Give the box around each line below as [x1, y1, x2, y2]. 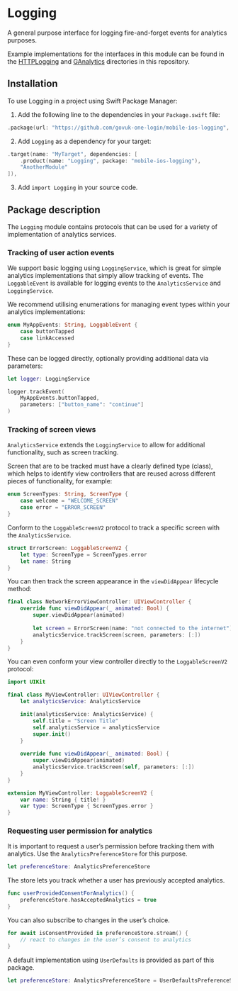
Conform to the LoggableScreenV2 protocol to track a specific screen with [7, 523, 220, 532]
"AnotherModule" [20, 164, 69, 171]
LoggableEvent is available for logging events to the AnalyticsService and [7, 279, 221, 288]
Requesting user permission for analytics [7, 826, 153, 836]
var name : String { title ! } [20, 796, 106, 803]
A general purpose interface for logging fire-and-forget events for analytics [7, 28, 228, 37]
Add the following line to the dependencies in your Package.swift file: [17, 110, 220, 118]
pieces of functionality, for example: [7, 477, 113, 486]
